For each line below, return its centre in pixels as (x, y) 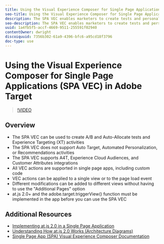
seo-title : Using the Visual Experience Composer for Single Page (74, 14)
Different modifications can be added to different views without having (83, 184)
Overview (20, 125)
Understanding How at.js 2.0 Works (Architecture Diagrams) (72, 231)
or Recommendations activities (43, 152)
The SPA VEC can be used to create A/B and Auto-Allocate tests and (81, 137)
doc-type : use (20, 41)
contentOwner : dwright (28, 32)
